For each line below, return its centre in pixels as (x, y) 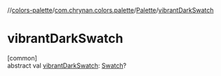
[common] (22, 58)
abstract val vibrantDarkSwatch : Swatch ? (67, 65)
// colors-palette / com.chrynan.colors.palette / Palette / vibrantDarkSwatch (110, 10)
